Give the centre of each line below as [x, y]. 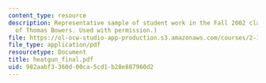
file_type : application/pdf [55, 45]
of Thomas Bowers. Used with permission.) [86, 30]
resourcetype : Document [47, 52]
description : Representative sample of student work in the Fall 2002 [127, 23]
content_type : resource [47, 15]
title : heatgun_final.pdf [51, 60]
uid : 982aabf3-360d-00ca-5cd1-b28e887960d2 [81, 67]
